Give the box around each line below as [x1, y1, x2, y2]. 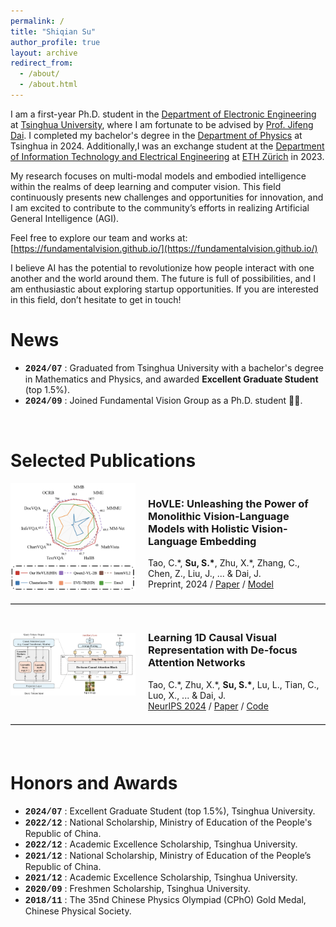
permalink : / [10, 16, 65, 26]
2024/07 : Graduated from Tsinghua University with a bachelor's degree [24, 361, 324, 374]
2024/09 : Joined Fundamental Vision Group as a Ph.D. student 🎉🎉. [24, 394, 303, 407]
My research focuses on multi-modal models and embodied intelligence [10, 170, 307, 182]
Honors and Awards [10, 771, 178, 794]
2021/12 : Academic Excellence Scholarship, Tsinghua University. [24, 871, 298, 884]
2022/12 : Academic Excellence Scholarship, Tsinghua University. [24, 838, 298, 850]
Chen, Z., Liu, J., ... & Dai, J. [148, 568, 262, 580]
